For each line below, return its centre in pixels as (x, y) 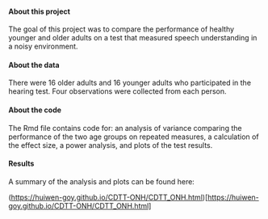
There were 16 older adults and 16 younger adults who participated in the (130, 83)
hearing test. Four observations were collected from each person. (118, 91)
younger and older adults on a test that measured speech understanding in (133, 38)
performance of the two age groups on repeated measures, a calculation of (134, 137)
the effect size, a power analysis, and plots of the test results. (111, 145)
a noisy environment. (43, 46)
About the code (35, 110)
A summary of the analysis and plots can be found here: (102, 181)
